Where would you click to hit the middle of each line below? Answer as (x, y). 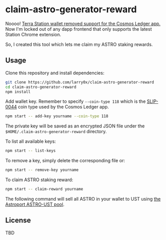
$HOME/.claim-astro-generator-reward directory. (56, 132)
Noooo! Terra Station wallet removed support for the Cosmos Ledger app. (83, 24)
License (18, 220)
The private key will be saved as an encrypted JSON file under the (75, 126)
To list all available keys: (31, 141)
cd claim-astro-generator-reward (41, 87)
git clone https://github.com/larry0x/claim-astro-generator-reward (80, 82)
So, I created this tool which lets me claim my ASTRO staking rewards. (79, 44)
